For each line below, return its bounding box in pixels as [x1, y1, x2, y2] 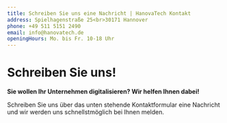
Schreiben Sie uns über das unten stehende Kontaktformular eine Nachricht [7, 100, 220, 109]
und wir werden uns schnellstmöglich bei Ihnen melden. [7, 108, 165, 116]
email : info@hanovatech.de [7, 29, 84, 36]
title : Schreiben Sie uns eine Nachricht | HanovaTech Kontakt [7, 10, 191, 17]
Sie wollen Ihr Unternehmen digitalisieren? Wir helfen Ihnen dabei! [7, 87, 200, 96]
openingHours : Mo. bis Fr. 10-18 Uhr [7, 36, 115, 42]
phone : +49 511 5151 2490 [7, 23, 81, 29]
